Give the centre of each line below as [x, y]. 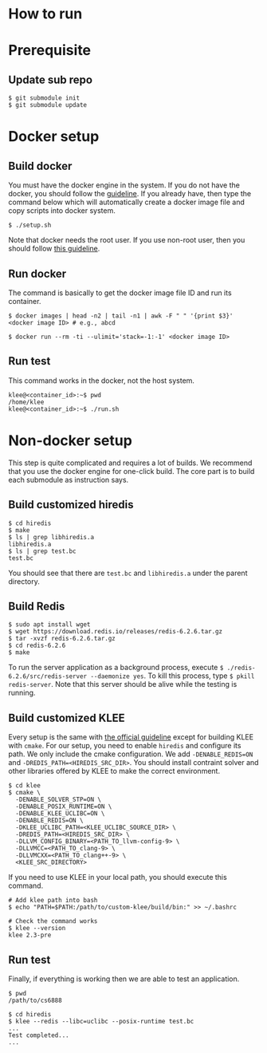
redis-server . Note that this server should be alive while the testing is [123, 684]
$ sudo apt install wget [49, 625]
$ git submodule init [44, 98]
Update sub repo [51, 79]
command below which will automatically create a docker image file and [127, 202]
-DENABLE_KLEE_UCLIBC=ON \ [60, 814]
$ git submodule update [48, 105]
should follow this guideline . [54, 249]
